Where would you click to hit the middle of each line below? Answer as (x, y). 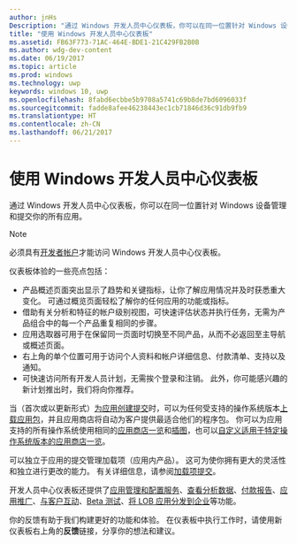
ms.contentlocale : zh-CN (55, 125)
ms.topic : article (43, 67)
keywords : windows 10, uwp (59, 91)
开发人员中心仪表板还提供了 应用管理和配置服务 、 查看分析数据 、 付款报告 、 (145, 490)
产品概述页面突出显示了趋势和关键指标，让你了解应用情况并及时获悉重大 (153, 289)
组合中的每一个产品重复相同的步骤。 (95, 323)
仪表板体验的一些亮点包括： (60, 271)
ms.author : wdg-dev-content (61, 50)
